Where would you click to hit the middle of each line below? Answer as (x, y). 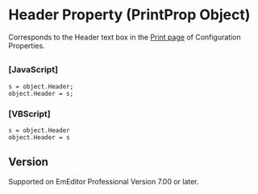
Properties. (27, 45)
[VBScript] (29, 114)
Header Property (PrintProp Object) (129, 15)
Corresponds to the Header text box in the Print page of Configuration (125, 37)
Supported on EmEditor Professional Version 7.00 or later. (104, 181)
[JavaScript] (33, 70)
